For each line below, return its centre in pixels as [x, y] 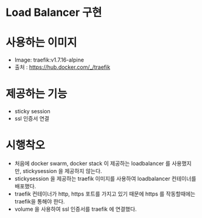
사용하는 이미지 [41, 43]
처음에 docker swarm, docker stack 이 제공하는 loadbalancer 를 [92, 163]
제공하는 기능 [37, 94]
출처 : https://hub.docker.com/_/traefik [62, 67]
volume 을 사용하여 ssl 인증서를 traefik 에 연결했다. [76, 209]
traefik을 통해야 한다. [40, 201]
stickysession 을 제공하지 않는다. [62, 171]
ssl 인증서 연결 [32, 119]
